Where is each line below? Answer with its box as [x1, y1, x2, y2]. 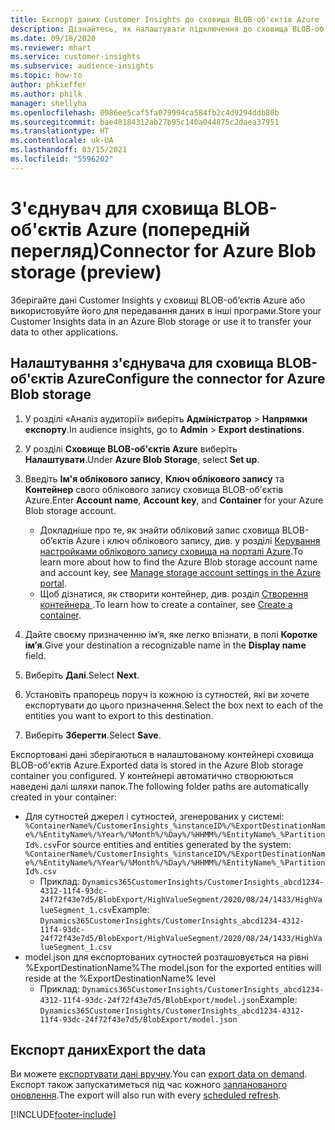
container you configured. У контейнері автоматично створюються [10, 769, 294, 781]
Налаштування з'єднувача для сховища [10, 355, 275, 372]
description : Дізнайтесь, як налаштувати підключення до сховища [10, 24, 288, 34]
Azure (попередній [85, 218, 251, 241]
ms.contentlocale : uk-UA [10, 136, 114, 146]
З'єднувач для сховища [10, 197, 220, 220]
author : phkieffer [10, 80, 87, 90]
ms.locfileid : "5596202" [10, 154, 114, 164]
